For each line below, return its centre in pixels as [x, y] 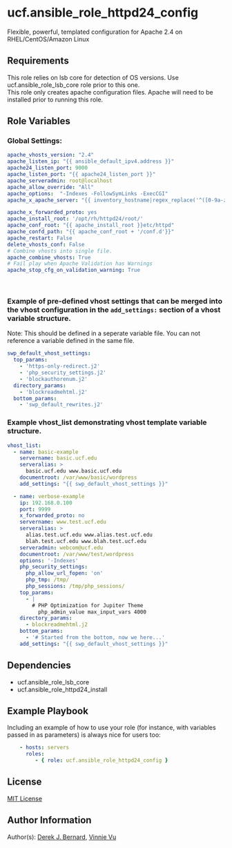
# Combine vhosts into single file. [60, 251]
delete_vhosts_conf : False [46, 244]
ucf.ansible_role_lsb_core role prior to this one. [74, 85]
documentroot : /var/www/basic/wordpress [78, 477]
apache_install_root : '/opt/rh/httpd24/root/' [75, 219]
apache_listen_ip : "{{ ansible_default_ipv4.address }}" [91, 161]
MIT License [25, 798]
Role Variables [39, 121]
